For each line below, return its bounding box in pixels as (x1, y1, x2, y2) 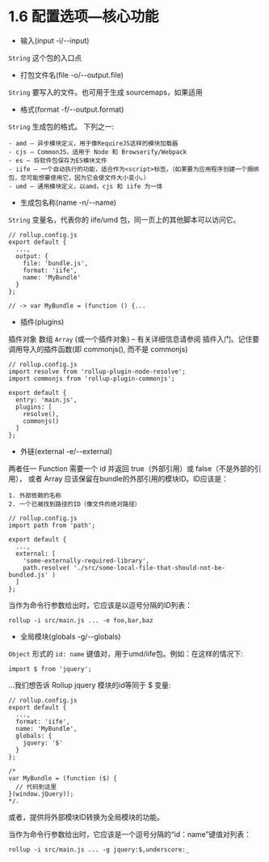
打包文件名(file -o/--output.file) (19, 70, 124, 79)
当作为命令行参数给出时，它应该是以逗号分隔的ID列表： (8, 600, 192, 609)
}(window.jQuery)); (8, 790, 74, 798)
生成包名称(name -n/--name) (19, 197, 117, 207)
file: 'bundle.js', (23, 259, 89, 267)
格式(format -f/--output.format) (19, 104, 124, 114)
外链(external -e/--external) (19, 446, 113, 456)
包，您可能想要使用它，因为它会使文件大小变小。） (8, 173, 150, 182)
